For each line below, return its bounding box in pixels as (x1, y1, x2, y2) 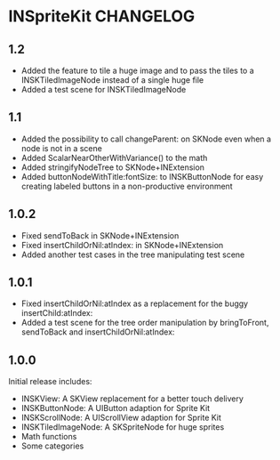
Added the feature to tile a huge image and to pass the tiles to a (20, 65, 254, 76)
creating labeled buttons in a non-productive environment (20, 181, 233, 191)
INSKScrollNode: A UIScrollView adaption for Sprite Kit (20, 412, 221, 424)
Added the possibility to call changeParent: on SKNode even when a (20, 133, 272, 144)
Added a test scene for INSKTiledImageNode (20, 85, 187, 94)
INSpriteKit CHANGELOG (8, 6, 196, 27)
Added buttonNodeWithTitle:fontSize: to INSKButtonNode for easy (20, 171, 264, 182)
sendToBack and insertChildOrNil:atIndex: (20, 327, 175, 337)
